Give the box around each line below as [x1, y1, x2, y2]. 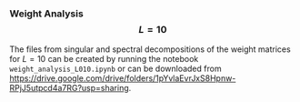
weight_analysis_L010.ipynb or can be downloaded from [9, 63, 222, 75]
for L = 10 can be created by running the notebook [9, 54, 199, 65]
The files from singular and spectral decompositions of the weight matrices [9, 44, 291, 55]
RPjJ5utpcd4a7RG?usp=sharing [9, 83, 129, 94]
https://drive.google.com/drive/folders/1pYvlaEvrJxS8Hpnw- [9, 73, 236, 84]
